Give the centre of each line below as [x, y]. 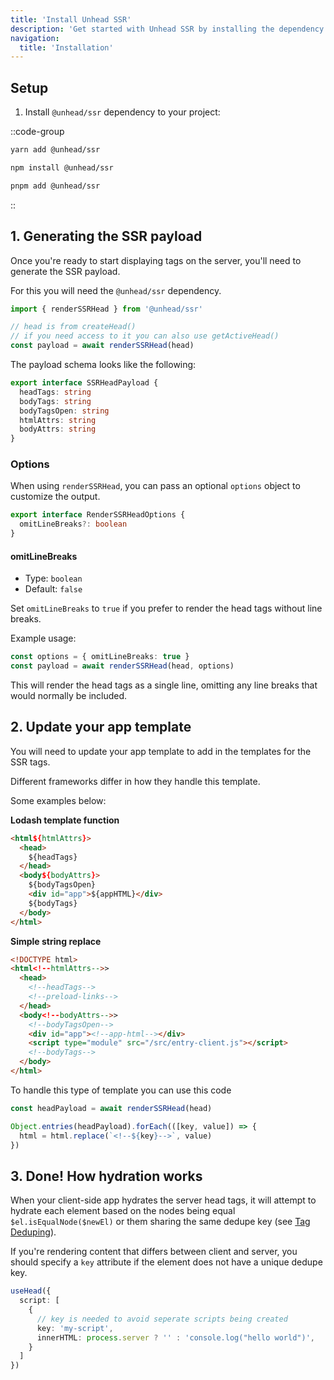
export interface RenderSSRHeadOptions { [98, 515]
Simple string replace [56, 941]
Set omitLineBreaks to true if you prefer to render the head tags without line [166, 608]
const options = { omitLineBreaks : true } [100, 657]
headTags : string [55, 392]
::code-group [37, 132]
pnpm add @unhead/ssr [55, 186]
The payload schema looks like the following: [103, 364]
